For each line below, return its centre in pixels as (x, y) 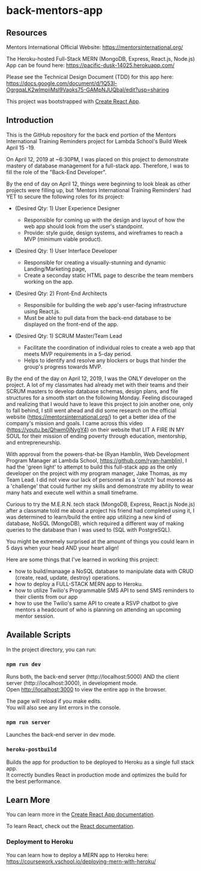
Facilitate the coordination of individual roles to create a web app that (109, 348)
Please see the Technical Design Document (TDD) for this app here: (90, 77)
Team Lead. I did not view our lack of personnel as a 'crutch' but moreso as (100, 479)
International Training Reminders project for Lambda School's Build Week (97, 141)
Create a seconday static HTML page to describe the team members (109, 275)
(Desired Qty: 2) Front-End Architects (61, 293)
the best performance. (34, 781)
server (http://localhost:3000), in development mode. (72, 683)
